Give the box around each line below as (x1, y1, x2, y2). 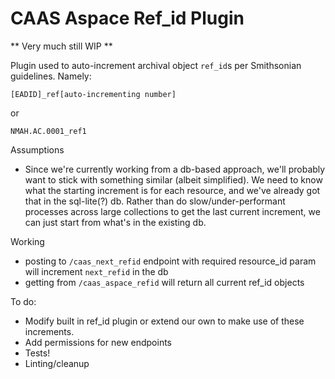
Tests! (24, 347, 51, 359)
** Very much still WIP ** (10, 40, 113, 52)
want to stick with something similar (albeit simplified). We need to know (24, 173, 323, 186)
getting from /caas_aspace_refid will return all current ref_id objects (24, 276, 305, 288)
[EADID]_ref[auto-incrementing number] (10, 89, 177, 99)
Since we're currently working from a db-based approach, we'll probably (24, 163, 326, 175)
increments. (24, 325, 75, 337)
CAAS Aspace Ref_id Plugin (10, 7, 245, 30)
